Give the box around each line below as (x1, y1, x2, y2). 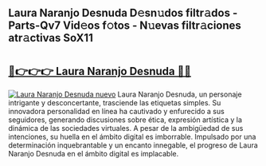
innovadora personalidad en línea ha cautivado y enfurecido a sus (8, 107, 225, 116)
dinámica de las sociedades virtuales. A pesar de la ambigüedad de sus (8, 124, 244, 132)
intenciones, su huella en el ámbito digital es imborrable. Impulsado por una (8, 132, 256, 141)
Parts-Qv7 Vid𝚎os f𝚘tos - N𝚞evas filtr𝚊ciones (8, 19, 241, 33)
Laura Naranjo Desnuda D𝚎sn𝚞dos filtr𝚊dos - (8, 6, 238, 20)
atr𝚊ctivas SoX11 (8, 31, 93, 45)
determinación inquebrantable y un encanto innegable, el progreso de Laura (8, 140, 259, 150)
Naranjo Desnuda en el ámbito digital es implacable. (8, 149, 179, 158)
